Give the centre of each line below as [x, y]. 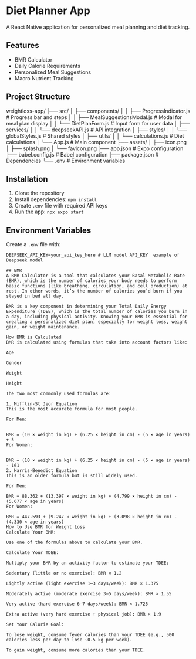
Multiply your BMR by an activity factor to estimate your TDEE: [87, 563]
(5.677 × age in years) [35, 502]
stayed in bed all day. [35, 296]
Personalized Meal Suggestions [53, 72]
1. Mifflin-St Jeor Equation [42, 404]
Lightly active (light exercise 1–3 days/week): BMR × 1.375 [82, 584]
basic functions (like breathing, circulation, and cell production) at [97, 286]
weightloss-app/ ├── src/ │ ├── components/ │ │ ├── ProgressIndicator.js [98, 111]
